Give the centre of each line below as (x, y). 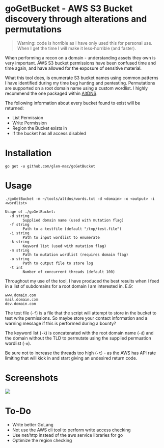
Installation (28, 153)
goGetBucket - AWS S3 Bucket (69, 9)
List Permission (28, 117)
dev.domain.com (21, 304)
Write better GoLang (33, 424)
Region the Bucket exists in (40, 128)
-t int (16, 267)
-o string (19, 259)
